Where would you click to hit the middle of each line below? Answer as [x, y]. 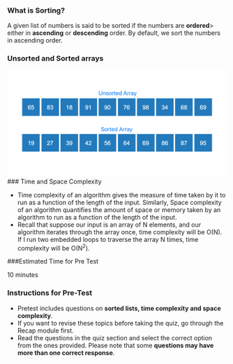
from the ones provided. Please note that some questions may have [115, 345]
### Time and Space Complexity [55, 181]
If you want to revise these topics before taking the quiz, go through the [120, 323]
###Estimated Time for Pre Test [53, 261]
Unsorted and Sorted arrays [55, 59]
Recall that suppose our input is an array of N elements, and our [109, 225]
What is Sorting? [36, 10]
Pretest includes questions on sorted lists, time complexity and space [119, 308]
